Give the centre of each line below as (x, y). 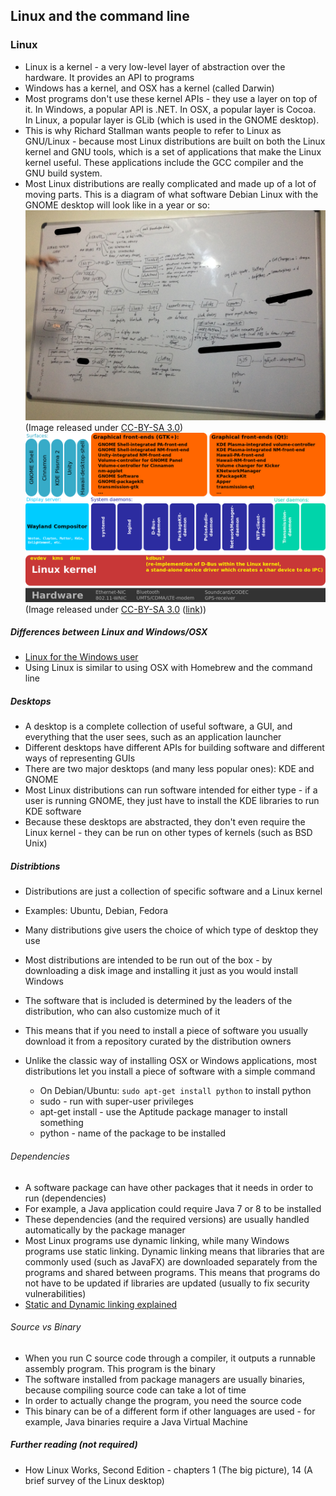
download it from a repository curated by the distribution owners (158, 1041)
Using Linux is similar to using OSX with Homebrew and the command (168, 668)
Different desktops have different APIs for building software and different (174, 748)
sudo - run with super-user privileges (116, 1101)
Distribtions (35, 866)
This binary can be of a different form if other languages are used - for (170, 1411)
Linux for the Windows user (81, 657)
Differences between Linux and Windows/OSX (109, 632)
